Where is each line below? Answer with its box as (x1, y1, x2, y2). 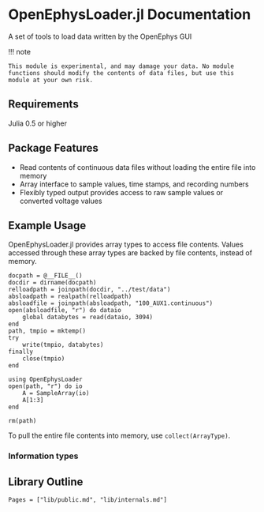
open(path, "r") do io (8, 382, 83, 390)
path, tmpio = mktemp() (8, 327, 87, 335)
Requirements (8, 97, 79, 111)
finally (8, 348, 34, 356)
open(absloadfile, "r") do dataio (8, 307, 122, 314)
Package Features (8, 141, 99, 155)
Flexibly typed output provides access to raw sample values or (19, 187, 223, 197)
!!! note (8, 47, 32, 56)
